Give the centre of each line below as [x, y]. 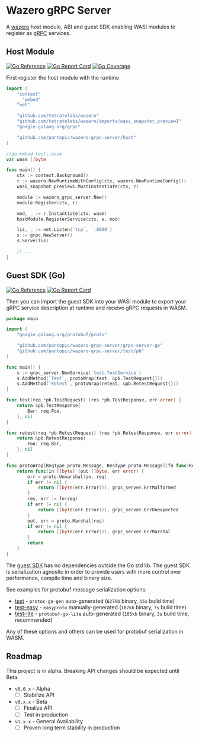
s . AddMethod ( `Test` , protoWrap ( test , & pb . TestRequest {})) [90, 378]
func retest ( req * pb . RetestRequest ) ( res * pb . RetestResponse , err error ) [99, 433]
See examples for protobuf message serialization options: [76, 589]
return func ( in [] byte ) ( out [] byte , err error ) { [81, 471]
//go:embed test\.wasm [34, 154]
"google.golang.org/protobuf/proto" [62, 335]
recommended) [33, 620]
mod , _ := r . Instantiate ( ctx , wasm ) [62, 213]
